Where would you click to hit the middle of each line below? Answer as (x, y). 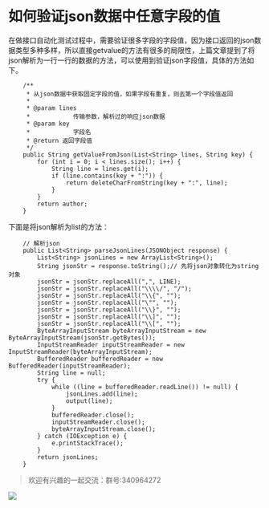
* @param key (48, 124)
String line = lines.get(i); (100, 169)
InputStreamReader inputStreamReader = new (111, 345)
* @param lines (52, 108)
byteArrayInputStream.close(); (104, 429)
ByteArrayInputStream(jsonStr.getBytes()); (82, 338)
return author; (63, 204)
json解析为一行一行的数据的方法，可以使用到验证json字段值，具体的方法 (128, 60)
